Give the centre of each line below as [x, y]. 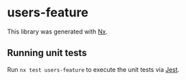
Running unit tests [47, 53]
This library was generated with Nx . [57, 31]
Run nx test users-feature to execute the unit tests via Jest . [93, 69]
